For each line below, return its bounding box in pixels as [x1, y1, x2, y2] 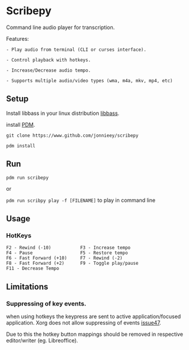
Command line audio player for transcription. [6, 24, 115, 31]
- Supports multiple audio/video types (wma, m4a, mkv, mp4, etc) [6, 78, 173, 84]
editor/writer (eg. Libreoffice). [6, 336, 79, 344]
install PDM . [6, 121, 35, 128]
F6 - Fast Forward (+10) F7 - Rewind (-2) [6, 255, 123, 261]
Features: [6, 35, 30, 42]
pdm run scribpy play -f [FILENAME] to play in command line [6, 197, 155, 204]
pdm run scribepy [6, 175, 49, 181]
